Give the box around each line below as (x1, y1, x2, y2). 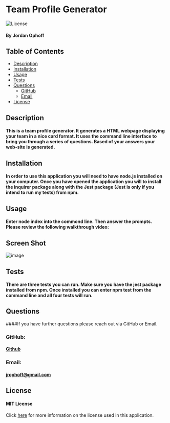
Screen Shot (6, 239, 46, 248)
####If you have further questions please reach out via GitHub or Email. (6, 321, 158, 327)
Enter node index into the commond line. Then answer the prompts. (6, 218, 153, 225)
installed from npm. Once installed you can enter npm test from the (6, 287, 152, 293)
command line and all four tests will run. (6, 293, 93, 299)
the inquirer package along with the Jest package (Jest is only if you (6, 184, 155, 190)
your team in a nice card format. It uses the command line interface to (6, 133, 157, 139)
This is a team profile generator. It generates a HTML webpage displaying (6, 128, 165, 134)
